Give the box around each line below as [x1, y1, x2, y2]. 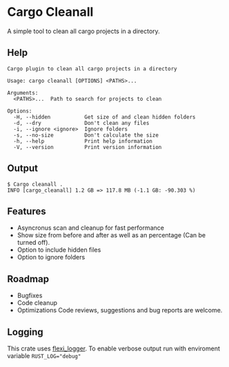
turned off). [17, 239, 50, 247]
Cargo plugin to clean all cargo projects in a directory [7, 65, 177, 72]
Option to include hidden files [17, 246, 101, 254]
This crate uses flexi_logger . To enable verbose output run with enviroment [7, 344, 221, 353]
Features [7, 205, 46, 217]
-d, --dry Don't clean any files [13, 119, 150, 126]
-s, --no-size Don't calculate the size [13, 132, 159, 139]
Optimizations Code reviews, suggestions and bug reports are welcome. [17, 306, 223, 315]
